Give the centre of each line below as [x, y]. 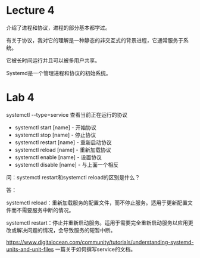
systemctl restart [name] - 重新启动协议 [63, 142]
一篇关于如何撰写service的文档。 [95, 249]
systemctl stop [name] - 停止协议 [55, 135]
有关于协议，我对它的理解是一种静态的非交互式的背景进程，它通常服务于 [95, 40]
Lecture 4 [30, 10]
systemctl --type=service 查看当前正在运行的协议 [67, 114]
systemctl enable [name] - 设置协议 [58, 157]
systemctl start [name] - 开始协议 [56, 127]
